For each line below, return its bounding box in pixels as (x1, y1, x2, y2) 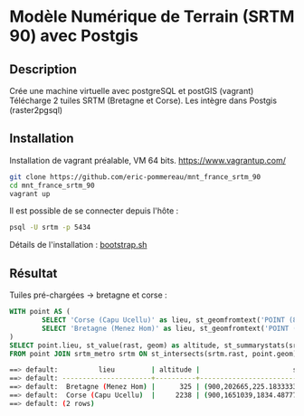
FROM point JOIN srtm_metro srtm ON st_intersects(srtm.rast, (9, 349, 249, 358)
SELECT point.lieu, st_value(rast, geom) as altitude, (9, 341, 221, 350)
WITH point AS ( (9, 307, 71, 317)
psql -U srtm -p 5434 (9, 223, 91, 232)
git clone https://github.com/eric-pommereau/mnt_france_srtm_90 (9, 172, 261, 182)
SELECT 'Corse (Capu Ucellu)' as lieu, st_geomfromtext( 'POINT (42, 316, 285, 325)
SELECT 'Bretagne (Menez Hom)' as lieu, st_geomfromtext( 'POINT (42, 324, 290, 333)
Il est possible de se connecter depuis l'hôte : (9, 205, 179, 216)
